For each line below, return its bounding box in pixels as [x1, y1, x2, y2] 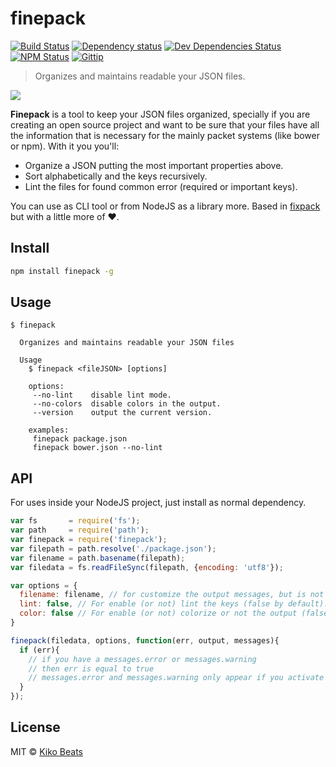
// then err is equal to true [28, 663, 155, 674]
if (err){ [19, 645, 60, 655]
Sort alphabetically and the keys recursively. [24, 170, 208, 182]
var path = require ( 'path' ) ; [10, 525, 150, 536]
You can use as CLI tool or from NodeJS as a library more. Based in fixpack [10, 200, 321, 212]
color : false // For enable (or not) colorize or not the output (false [19, 608, 329, 619]
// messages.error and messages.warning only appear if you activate [28, 673, 325, 683]
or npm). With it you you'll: [10, 140, 120, 152]
